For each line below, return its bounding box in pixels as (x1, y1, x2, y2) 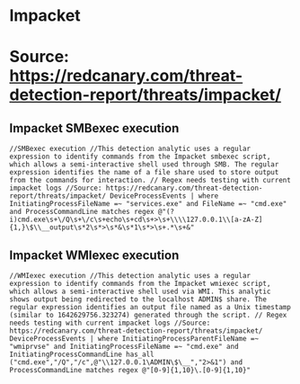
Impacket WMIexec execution (9, 247, 180, 263)
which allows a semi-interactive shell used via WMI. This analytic (9, 287, 271, 296)
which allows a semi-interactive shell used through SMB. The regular (9, 160, 279, 169)
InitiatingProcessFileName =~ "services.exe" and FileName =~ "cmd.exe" (9, 200, 287, 209)
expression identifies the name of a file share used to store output (9, 168, 279, 177)
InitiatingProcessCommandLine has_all (9, 350, 154, 359)
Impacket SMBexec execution (9, 121, 180, 136)
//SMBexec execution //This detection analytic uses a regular (9, 145, 251, 154)
